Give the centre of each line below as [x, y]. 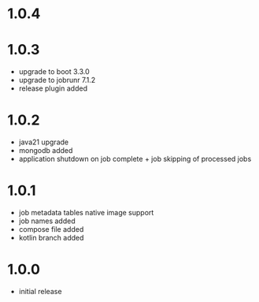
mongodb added [46, 151]
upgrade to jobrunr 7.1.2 [57, 80]
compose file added [51, 229]
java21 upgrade [43, 142]
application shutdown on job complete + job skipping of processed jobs [135, 159]
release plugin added [53, 88]
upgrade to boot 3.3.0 [54, 72]
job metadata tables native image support [86, 213]
